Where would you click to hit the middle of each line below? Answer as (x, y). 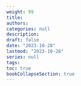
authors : (17, 23)
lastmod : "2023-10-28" (35, 51)
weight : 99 (20, 12)
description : (23, 35)
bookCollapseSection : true (40, 74)
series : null (23, 57)
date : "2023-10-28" (31, 46)
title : (15, 18)
